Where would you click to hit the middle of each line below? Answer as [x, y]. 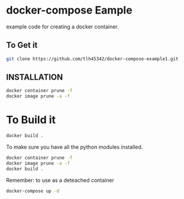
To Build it [31, 120]
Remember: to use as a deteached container [60, 180]
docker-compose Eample [69, 10]
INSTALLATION [35, 77]
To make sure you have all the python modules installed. [75, 147]
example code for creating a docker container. [63, 27]
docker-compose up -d [33, 191]
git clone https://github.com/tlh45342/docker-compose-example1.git [92, 59]
